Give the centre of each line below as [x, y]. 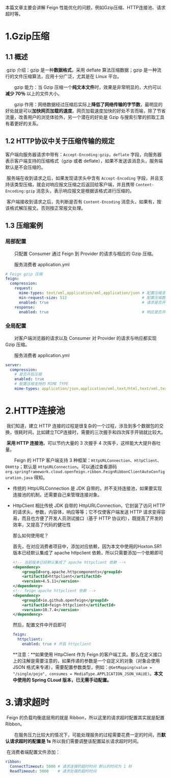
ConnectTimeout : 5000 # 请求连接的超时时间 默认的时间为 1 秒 [71, 766]
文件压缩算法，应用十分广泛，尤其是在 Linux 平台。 [68, 76]
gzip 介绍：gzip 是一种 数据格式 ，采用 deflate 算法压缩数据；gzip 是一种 [82, 70]
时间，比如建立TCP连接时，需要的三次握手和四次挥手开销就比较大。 [94, 432]
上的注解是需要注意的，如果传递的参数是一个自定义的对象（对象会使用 [86, 661]
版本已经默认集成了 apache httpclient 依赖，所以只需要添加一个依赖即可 [88, 553]
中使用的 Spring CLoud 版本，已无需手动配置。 [62, 680]
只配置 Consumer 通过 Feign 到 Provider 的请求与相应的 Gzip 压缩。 [85, 254]
